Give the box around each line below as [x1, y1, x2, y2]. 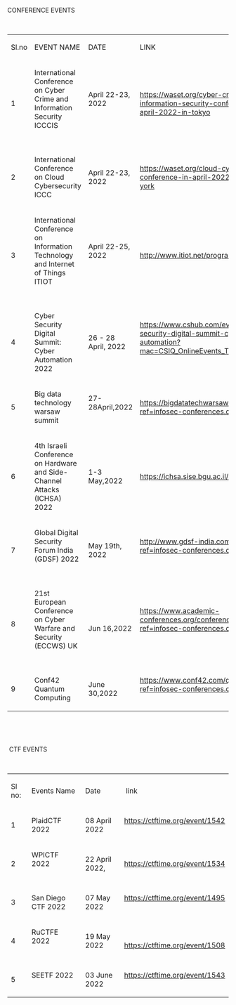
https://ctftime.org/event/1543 [124, 971, 225, 980]
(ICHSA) [34, 494, 62, 503]
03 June [85, 971, 113, 980]
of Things [34, 268, 66, 277]
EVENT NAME [34, 42, 81, 52]
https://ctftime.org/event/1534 [124, 859, 225, 868]
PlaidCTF [31, 816, 62, 825]
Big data [34, 389, 62, 399]
